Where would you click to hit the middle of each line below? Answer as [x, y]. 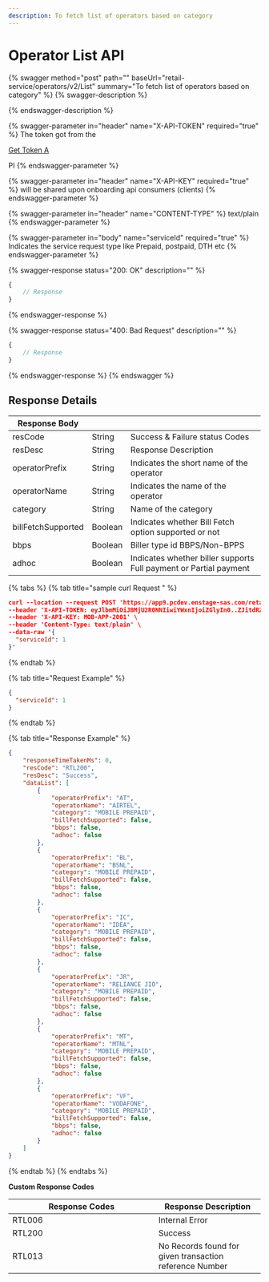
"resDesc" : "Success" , [60, 775]
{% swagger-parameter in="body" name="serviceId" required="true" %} [129, 237]
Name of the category [172, 508]
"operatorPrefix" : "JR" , [92, 977]
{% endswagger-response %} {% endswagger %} [91, 375]
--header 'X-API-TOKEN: [48, 610]
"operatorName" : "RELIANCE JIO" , [106, 984]
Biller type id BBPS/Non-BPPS [188, 544]
